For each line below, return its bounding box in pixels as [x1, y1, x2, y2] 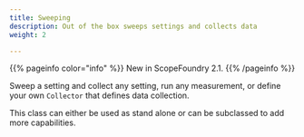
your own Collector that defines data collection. [9, 90, 190, 101]
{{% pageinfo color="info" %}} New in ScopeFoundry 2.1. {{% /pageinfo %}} [9, 63, 296, 73]
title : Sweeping [9, 13, 71, 23]
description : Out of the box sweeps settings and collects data [9, 22, 258, 31]
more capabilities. [9, 117, 76, 128]
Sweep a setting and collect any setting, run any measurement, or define [9, 81, 281, 92]
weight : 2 [9, 30, 47, 39]
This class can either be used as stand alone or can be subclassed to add [9, 108, 285, 119]
